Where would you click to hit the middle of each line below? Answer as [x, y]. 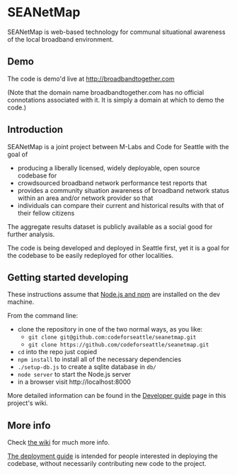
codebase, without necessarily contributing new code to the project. [107, 464]
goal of [18, 154]
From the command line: [43, 316]
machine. [21, 302]
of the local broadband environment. [61, 39]
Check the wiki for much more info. [58, 442]
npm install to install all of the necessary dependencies [99, 359]
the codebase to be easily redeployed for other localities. [91, 255]
